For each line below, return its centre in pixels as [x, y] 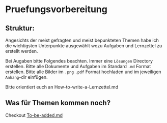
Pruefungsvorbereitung [57, 9]
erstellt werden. [22, 51]
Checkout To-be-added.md [34, 115]
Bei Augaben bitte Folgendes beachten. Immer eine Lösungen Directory [79, 61]
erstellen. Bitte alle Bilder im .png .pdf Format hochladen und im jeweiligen [83, 72]
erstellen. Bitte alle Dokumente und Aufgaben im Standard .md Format [78, 66]
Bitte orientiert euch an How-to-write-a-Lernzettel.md [62, 87]
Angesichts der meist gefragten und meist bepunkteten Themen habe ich [82, 40]
